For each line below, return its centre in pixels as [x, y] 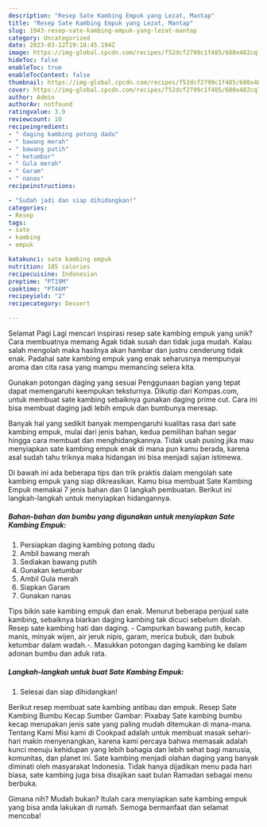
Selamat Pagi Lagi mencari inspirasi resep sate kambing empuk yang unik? [130, 333]
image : [19, 53]
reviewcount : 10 [35, 120]
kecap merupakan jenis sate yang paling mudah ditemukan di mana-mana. [130, 724]
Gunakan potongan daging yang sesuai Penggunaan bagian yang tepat [124, 382]
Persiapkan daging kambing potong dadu [87, 545]
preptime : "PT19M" [39, 281]
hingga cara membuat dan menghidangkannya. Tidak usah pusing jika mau [131, 440]
